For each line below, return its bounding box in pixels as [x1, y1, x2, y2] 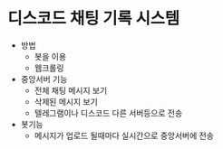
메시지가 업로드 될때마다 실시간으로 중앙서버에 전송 [34, 130, 214, 141]
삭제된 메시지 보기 [34, 96, 98, 107]
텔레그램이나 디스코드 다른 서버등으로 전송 [34, 107, 183, 118]
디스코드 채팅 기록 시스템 [7, 8, 180, 29]
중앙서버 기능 [20, 73, 68, 84]
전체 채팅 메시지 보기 [34, 85, 108, 96]
